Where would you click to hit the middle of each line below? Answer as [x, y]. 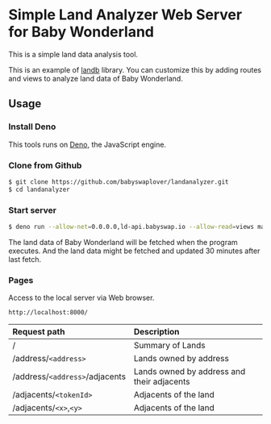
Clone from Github [45, 165]
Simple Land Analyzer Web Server [125, 15]
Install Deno [32, 127]
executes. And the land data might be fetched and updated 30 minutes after [134, 251]
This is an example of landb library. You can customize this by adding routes [135, 69]
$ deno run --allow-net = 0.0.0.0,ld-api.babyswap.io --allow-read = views [131, 227]
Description [156, 332]
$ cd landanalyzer [39, 189]
